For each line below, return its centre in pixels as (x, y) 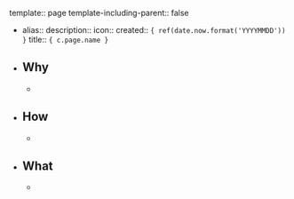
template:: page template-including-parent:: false (99, 13)
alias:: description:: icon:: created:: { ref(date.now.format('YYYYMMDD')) (154, 30)
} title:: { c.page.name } (65, 40)
